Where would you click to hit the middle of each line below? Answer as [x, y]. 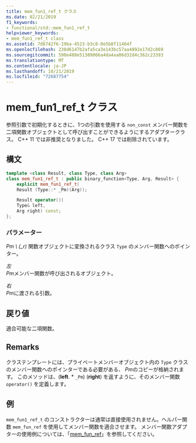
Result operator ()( [40, 200]
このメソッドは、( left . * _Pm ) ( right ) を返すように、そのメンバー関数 [99, 376]
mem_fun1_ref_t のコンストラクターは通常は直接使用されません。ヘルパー [94, 419]
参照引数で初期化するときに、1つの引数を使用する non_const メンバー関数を [97, 125]
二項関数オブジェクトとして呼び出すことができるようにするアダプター [91, 132]
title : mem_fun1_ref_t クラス [42, 11]
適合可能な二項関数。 [32, 328]
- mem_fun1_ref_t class [35, 39]
